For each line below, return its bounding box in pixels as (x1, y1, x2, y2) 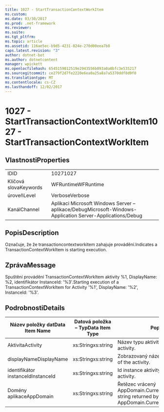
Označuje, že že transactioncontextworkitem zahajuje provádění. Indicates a (5, 241, 158, 247)
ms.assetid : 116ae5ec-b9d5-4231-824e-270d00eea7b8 (5, 43, 110, 48)
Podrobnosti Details (5, 304, 65, 312)
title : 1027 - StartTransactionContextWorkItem (5, 7, 104, 12)
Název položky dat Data (10, 321, 66, 328)
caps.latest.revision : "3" (5, 48, 60, 53)
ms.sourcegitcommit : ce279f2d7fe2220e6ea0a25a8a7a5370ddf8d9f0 (5, 71, 137, 76)
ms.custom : (5, 12, 27, 17)
